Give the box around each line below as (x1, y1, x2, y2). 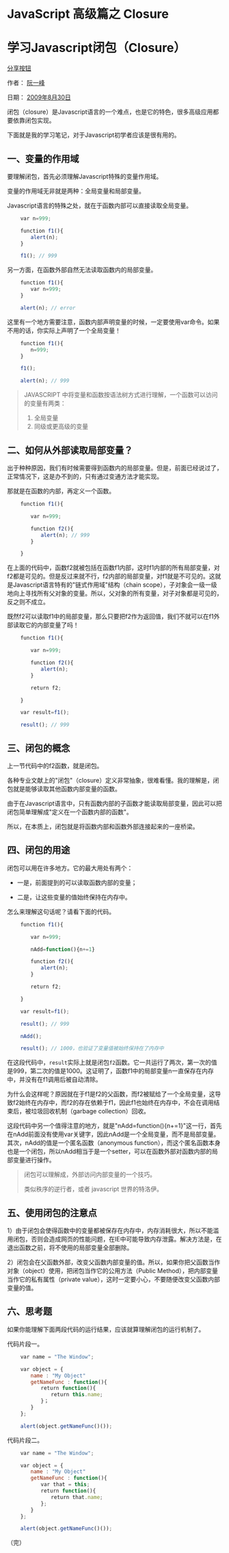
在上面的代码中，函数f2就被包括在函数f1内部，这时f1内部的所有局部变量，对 (7, 564, 220, 572)
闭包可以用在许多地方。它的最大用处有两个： (7, 863, 133, 872)
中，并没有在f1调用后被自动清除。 (7, 1076, 102, 1084)
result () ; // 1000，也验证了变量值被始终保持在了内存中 (20, 1045, 164, 1052)
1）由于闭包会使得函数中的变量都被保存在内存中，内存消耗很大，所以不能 (7, 1226, 213, 1235)
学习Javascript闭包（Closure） (7, 40, 187, 55)
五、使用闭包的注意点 (7, 1207, 97, 1219)
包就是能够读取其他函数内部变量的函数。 (7, 785, 121, 793)
